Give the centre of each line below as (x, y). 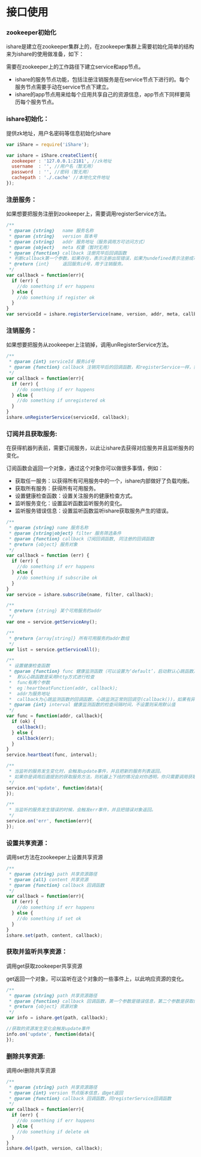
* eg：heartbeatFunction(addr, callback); (63, 688)
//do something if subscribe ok (57, 578)
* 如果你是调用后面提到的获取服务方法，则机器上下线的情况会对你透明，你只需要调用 (98, 777)
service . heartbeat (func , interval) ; (52, 755)
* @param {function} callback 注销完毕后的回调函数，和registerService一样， (101, 368)
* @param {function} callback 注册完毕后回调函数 (68, 253)
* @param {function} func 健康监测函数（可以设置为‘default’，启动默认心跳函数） (103, 672)
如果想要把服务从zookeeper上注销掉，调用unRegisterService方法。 (89, 345)
